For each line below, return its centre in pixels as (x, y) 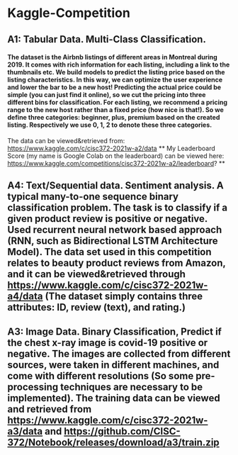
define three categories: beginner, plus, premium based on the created (114, 118)
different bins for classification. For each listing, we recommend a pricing (118, 102)
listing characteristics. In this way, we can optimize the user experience (115, 80)
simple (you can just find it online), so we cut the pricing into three (107, 95)
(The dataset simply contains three (124, 297)
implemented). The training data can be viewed (114, 398)
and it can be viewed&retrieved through (97, 274)
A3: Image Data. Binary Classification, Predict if (114, 331)
